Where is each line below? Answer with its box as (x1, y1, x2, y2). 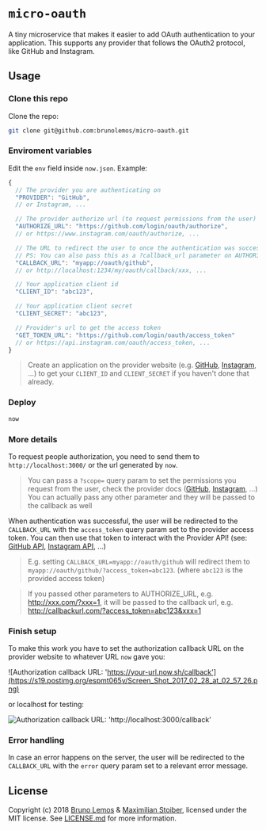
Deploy (8, 397, 36, 408)
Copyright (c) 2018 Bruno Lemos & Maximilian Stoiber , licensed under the (8, 805, 247, 815)
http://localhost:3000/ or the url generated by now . (8, 460, 178, 469)
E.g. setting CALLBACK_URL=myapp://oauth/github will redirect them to (27, 557, 251, 566)
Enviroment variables (8, 145, 93, 156)
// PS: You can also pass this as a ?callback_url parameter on (15, 251, 232, 259)
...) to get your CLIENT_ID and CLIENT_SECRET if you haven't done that (27, 369, 249, 378)
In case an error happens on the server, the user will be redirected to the (8, 752, 245, 763)
